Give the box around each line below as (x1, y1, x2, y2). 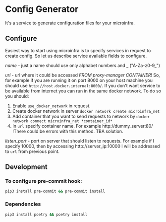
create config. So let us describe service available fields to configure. (5, 53, 147, 59)
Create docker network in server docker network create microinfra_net (12, 108, 160, 114)
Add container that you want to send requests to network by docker (12, 113, 150, 119)
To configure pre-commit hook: (5, 178, 82, 185)
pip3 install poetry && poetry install (5, 212, 88, 217)
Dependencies (5, 201, 41, 208)
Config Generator (5, 3, 79, 15)
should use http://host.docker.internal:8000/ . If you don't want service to (5, 82, 161, 88)
